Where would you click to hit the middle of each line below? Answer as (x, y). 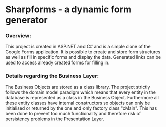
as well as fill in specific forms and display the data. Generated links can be (83, 57)
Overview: (18, 36)
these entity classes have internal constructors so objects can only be (78, 103)
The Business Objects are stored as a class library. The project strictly (78, 87)
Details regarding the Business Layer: (52, 76)
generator (26, 20)
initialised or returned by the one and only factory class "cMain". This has (81, 108)
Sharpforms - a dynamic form (68, 9)
